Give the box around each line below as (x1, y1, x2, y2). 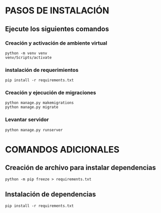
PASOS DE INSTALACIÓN (5, 5, 110, 16)
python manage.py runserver (5, 127, 63, 132)
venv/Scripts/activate (5, 55, 52, 60)
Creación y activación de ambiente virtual (5, 40, 108, 47)
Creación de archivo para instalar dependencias (5, 163, 156, 172)
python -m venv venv (5, 51, 48, 55)
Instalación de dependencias (5, 190, 96, 199)
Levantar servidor (5, 116, 49, 123)
